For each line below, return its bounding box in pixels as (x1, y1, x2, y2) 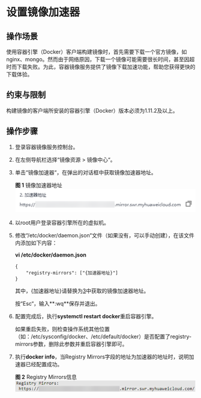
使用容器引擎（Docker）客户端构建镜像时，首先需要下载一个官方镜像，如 (6, 49, 187, 55)
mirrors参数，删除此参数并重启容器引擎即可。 (14, 340, 128, 348)
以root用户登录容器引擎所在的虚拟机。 (14, 219, 110, 227)
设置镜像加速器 (6, 5, 80, 19)
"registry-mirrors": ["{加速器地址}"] (26, 270, 119, 276)
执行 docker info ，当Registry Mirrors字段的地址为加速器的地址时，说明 (14, 353, 189, 360)
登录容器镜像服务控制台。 (14, 143, 79, 150)
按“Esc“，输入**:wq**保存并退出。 (14, 300, 101, 307)
